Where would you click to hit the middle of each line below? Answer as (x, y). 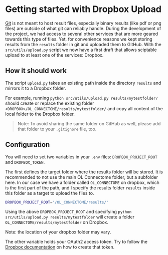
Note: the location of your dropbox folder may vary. (58, 232)
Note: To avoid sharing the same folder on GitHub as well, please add (89, 123)
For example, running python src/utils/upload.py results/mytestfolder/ (81, 98)
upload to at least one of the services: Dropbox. (54, 55)
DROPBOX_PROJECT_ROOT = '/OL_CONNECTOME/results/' (57, 202)
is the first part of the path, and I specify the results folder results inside (80, 188)
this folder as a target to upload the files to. (50, 193)
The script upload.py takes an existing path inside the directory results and (83, 83)
